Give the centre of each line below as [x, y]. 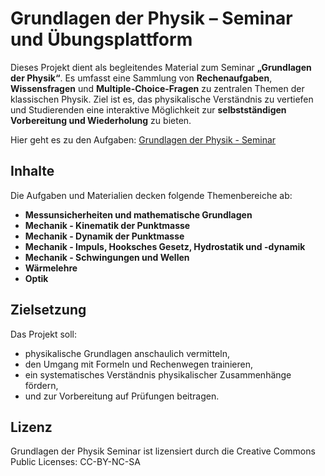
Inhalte [32, 171]
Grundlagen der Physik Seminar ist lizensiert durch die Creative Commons [163, 451]
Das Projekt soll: [44, 334]
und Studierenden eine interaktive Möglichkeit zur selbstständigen [148, 109]
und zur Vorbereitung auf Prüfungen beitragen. [122, 396]
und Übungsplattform [101, 39]
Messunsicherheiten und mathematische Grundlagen [138, 214]
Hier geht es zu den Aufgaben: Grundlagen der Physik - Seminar [143, 139]
